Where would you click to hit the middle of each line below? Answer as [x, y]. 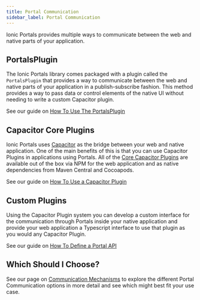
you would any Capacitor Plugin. [46, 234]
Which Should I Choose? [53, 265]
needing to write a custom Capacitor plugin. [60, 100]
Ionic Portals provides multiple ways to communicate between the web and [99, 34]
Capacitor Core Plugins [50, 130]
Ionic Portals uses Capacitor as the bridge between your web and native [95, 145]
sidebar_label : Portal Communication [53, 17]
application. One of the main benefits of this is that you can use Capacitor [97, 151]
